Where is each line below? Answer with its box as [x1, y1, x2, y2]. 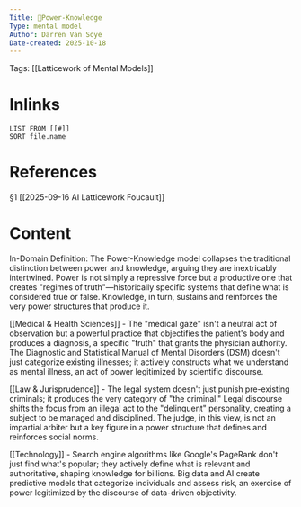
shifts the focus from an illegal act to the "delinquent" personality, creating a [9, 403, 292, 414]
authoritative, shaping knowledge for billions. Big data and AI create [9, 468, 261, 479]
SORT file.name [9, 132, 66, 141]
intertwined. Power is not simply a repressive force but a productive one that [9, 272, 293, 284]
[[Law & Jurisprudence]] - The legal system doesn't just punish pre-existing [9, 384, 290, 394]
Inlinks [9, 95, 60, 115]
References [9, 162, 97, 183]
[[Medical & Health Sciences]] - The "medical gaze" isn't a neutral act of [9, 319, 278, 330]
